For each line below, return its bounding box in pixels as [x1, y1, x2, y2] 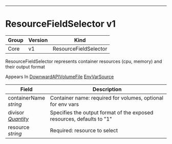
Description [92, 85, 122, 92]
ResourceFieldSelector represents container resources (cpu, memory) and [5, 58, 162, 64]
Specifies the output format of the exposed [50, 109, 154, 116]
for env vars [50, 101, 79, 108]
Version [28, 36, 48, 43]
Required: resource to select [50, 127, 118, 134]
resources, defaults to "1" [50, 115, 113, 123]
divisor [8, 109, 25, 116]
